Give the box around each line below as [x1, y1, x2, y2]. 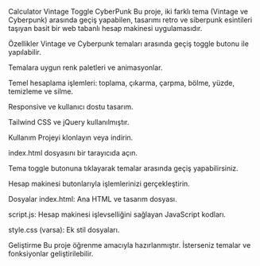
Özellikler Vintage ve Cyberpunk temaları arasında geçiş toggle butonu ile [8, 39, 249, 48]
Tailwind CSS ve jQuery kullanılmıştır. [8, 118, 130, 126]
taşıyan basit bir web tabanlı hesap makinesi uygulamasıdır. [8, 24, 203, 33]
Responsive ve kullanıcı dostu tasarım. [8, 102, 134, 111]
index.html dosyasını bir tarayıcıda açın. [8, 148, 138, 157]
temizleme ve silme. [8, 87, 74, 96]
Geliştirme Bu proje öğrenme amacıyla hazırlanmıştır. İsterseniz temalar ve [8, 241, 251, 249]
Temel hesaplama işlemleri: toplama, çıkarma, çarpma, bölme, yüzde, [8, 79, 235, 87]
